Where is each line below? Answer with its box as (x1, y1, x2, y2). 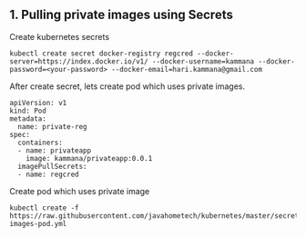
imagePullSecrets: (17, 162, 88, 171)
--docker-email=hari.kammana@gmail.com (110, 64, 262, 74)
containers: (17, 138, 64, 147)
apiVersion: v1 (9, 98, 67, 107)
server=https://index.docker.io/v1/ (9, 56, 148, 66)
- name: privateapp (17, 145, 92, 155)
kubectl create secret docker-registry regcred (9, 49, 194, 58)
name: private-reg (17, 122, 88, 131)
